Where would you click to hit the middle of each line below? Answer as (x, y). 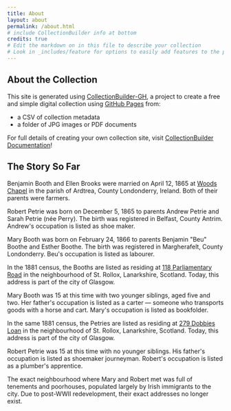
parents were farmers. (38, 198)
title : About (26, 13)
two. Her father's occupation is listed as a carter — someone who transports (115, 302)
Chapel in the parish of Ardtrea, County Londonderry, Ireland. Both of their (112, 191)
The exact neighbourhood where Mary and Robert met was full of (100, 379)
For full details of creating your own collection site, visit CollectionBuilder (110, 138)
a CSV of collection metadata (58, 117)
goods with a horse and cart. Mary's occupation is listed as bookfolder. (108, 310)
